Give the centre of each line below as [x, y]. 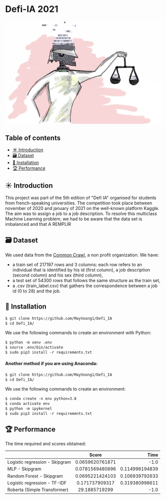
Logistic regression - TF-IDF [37, 483]
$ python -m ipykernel [29, 408]
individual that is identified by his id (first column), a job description [81, 270]
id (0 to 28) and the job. [37, 291]
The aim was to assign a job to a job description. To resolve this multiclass [81, 213]
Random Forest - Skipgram [35, 476]
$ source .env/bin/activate [34, 348]
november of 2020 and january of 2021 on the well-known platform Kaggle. [83, 208]
